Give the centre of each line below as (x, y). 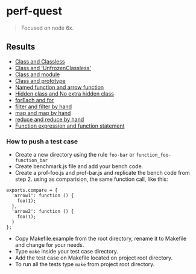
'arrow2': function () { (43, 212)
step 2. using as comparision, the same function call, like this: (91, 179)
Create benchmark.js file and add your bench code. (79, 166)
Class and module (37, 74)
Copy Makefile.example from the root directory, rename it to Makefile (101, 239)
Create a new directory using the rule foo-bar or (75, 155)
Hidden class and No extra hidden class (65, 93)
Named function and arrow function (59, 87)
